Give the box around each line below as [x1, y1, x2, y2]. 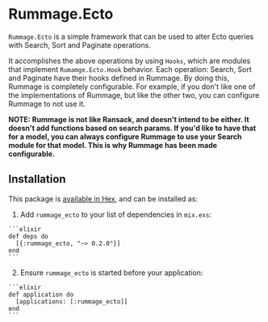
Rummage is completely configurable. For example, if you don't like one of [8, 82, 256, 91]
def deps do [8, 232, 48, 240]
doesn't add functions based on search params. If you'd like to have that [8, 123, 257, 133]
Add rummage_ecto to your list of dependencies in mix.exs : [19, 210, 212, 219]
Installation [8, 172, 66, 186]
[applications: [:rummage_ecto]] [15, 297, 128, 306]
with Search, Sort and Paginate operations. [8, 40, 151, 49]
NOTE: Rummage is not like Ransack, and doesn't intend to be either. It [8, 114, 249, 124]
